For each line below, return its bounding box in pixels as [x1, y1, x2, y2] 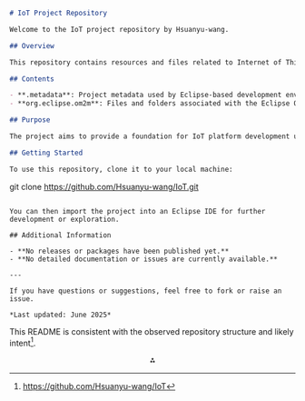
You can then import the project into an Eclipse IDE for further [9, 206, 266, 216]
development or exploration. [9, 215, 120, 224]
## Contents [9, 74, 54, 84]
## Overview [9, 41, 54, 50]
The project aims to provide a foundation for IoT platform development [9, 132, 290, 141]
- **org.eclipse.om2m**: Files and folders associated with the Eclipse [9, 99, 290, 108]
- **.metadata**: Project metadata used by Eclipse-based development [9, 91, 282, 100]
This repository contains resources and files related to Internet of [9, 57, 282, 67]
